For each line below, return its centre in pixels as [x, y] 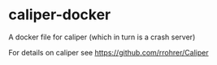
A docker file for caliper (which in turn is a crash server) [102, 37]
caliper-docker [60, 15]
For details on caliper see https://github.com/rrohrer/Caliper [108, 52]
